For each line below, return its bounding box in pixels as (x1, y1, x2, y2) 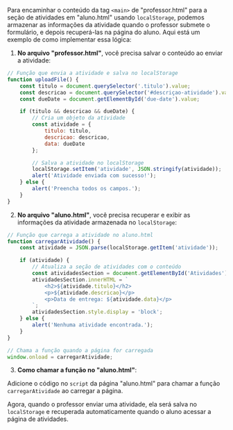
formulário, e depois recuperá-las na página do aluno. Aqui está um (7, 28, 200, 36)
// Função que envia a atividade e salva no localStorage (7, 69, 178, 76)
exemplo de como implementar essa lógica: (7, 35, 132, 44)
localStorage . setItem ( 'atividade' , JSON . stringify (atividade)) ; (32, 166, 222, 173)
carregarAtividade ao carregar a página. (7, 387, 123, 395)
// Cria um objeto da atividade (32, 115, 126, 122)
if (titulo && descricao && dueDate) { (19, 108, 135, 115)
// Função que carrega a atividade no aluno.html (7, 231, 154, 238)
